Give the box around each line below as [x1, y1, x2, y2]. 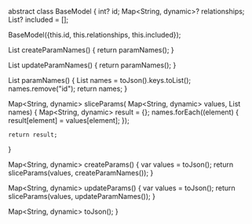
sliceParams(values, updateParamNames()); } [8, 192, 155, 201]
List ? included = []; [8, 15, 69, 24]
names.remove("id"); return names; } [8, 84, 128, 93]
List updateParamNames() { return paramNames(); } [8, 60, 177, 70]
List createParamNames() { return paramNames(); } [8, 45, 174, 54]
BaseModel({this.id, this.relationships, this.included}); [8, 31, 181, 39]
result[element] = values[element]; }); [8, 116, 130, 125]
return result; [8, 131, 58, 139]
